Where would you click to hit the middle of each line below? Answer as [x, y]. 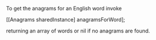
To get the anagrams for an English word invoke [64, 8]
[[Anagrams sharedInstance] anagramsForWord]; [66, 19]
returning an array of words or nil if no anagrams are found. [78, 31]
